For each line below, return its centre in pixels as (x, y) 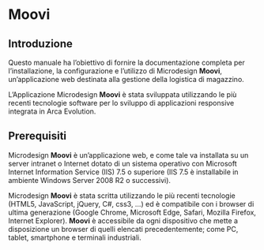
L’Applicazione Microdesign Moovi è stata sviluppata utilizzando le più (123, 95)
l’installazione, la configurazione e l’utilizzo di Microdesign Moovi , (115, 71)
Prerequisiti (38, 136)
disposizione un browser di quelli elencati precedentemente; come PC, (123, 229)
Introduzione (41, 44)
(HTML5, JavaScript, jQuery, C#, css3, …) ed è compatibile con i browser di (131, 203)
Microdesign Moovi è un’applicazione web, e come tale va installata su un (128, 155)
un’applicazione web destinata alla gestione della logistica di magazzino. (126, 79)
